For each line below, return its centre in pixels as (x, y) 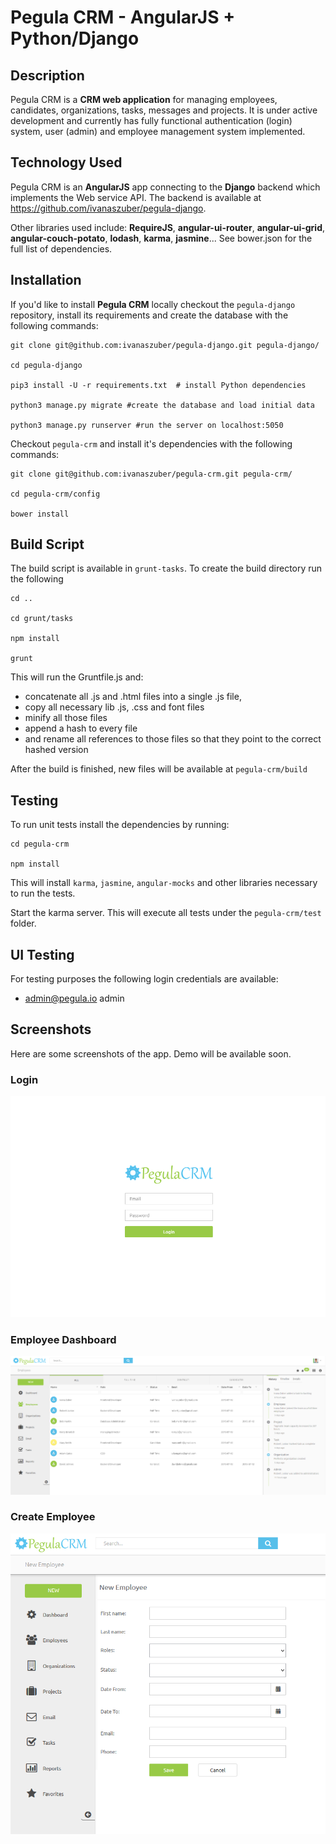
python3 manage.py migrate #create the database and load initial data (162, 405)
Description (47, 75)
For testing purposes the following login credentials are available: (144, 979)
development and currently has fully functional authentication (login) (151, 120)
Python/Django (75, 38)
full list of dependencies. (61, 248)
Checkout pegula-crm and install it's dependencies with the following (151, 443)
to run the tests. (43, 893)
